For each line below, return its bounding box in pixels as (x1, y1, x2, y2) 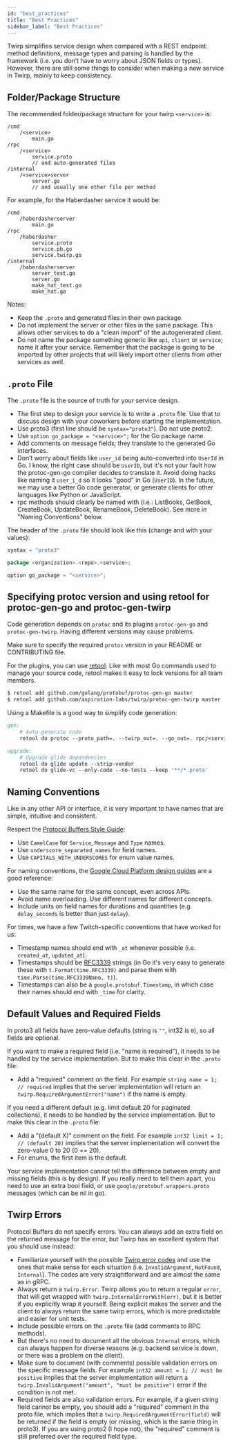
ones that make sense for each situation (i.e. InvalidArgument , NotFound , (17, 1263, 222, 1271)
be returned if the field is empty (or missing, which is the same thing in (17, 1417, 218, 1426)
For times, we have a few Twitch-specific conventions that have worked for (7, 923, 221, 931)
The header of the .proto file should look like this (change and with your (7, 526, 213, 534)
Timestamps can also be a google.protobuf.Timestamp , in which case (17, 980, 214, 989)
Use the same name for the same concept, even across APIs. (17, 888, 191, 896)
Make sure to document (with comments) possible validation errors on (17, 1358, 217, 1367)
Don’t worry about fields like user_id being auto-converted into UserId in (17, 454, 224, 462)
